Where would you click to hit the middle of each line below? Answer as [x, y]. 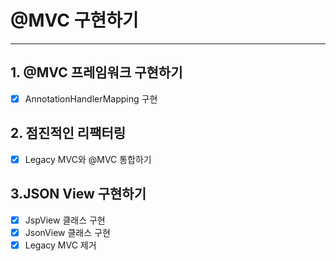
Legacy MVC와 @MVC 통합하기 [88, 159]
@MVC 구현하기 [74, 20]
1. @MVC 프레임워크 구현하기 [96, 72]
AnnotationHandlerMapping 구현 [91, 98]
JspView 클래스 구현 [65, 220]
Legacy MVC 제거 [60, 245]
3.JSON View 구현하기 [78, 194]
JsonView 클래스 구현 [67, 232]
